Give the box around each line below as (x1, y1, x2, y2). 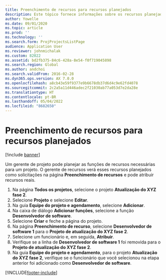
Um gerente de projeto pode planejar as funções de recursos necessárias (5, 161, 156, 167)
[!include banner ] (5, 152, 41, 158)
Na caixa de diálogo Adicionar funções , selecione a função (12, 207, 134, 213)
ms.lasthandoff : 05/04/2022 (5, 99, 63, 104)
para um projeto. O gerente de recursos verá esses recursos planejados (5, 166, 152, 172)
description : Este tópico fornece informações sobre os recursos (5, 12, 142, 17)
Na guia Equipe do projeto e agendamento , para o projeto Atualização (12, 249, 158, 255)
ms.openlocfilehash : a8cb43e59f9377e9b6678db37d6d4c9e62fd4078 (5, 80, 138, 85)
